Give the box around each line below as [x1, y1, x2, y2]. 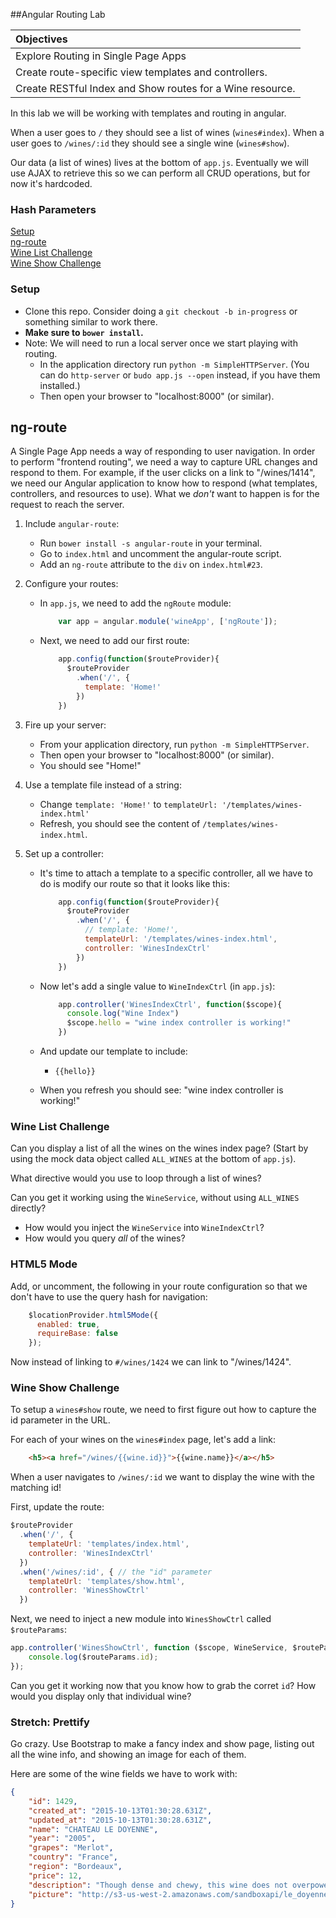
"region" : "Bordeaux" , [28, 1862, 123, 1872]
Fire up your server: [24, 719, 107, 731]
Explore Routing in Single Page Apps [15, 49, 187, 63]
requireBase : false [36, 1329, 118, 1339]
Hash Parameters [10, 202, 97, 216]
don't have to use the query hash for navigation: [10, 1290, 208, 1303]
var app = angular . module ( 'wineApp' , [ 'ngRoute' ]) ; [58, 617, 278, 627]
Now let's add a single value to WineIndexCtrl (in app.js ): [39, 980, 276, 992]
